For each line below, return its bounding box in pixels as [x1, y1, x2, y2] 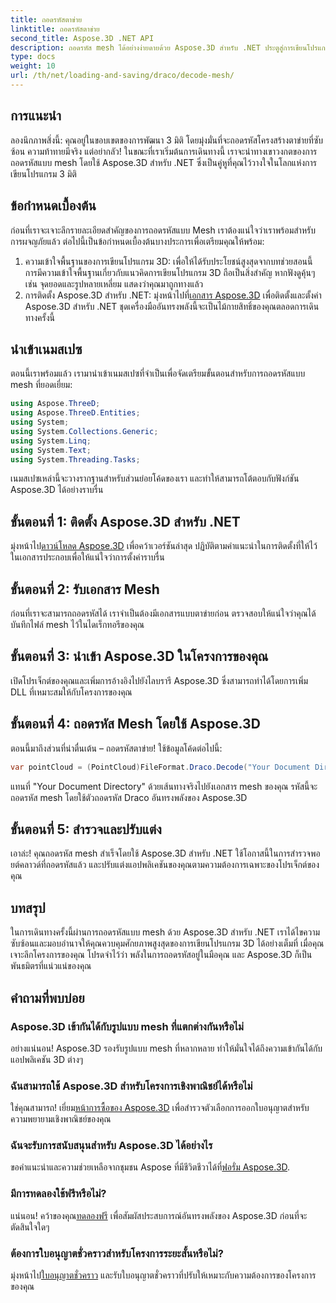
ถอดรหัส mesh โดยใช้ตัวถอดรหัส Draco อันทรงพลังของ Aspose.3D [10, 791, 248, 803]
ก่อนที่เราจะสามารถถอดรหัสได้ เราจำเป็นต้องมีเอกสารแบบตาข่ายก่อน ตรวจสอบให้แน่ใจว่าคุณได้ [10, 607, 317, 620]
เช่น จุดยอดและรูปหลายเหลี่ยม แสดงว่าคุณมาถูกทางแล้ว [24, 277, 204, 290]
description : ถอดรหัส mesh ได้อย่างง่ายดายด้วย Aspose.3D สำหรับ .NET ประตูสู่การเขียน [10, 42, 308, 53]
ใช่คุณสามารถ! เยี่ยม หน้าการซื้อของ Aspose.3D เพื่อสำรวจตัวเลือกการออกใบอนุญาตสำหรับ [10, 1102, 310, 1114]
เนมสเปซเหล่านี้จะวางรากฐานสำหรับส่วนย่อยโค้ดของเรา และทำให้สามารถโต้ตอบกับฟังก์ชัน [10, 472, 300, 485]
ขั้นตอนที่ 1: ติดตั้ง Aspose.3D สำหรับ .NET [10, 513, 241, 530]
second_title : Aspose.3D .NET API [10, 33, 155, 43]
